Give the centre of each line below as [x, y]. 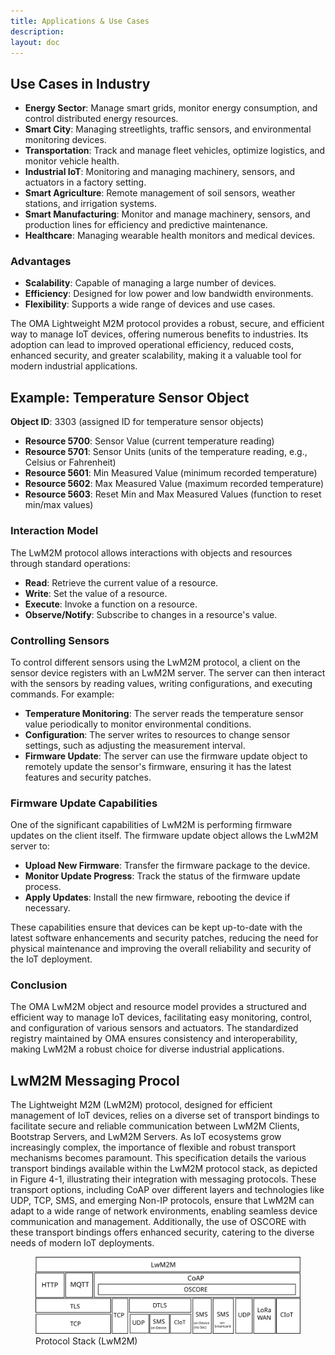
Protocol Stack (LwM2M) [86, 1341]
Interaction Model [54, 531]
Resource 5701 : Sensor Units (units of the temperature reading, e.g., [166, 452]
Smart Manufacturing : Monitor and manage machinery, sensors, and [167, 214]
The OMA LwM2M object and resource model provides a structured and [158, 1007]
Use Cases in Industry [80, 83]
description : [37, 31]
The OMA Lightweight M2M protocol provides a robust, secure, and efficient [167, 324]
